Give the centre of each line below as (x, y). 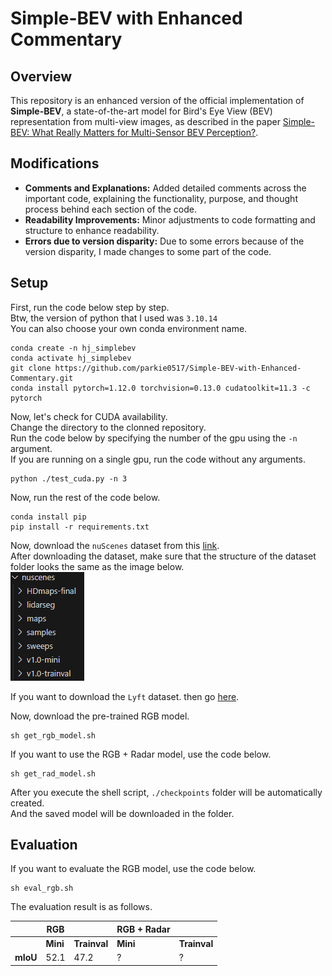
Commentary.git (42, 378)
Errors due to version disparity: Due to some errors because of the (164, 241)
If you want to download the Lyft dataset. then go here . (125, 696)
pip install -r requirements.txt (80, 527)
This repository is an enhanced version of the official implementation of (157, 100)
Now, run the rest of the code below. (85, 497)
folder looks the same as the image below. (97, 566)
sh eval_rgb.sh (42, 888)
